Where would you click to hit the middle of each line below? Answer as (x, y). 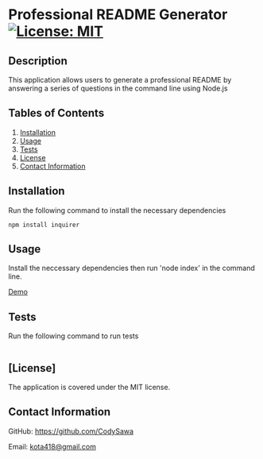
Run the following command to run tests (73, 336)
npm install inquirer (44, 225)
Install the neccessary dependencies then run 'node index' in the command (132, 268)
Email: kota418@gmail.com (52, 446)
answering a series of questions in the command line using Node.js (118, 88)
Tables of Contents (56, 113)
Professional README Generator (118, 15)
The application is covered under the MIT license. (89, 388)
